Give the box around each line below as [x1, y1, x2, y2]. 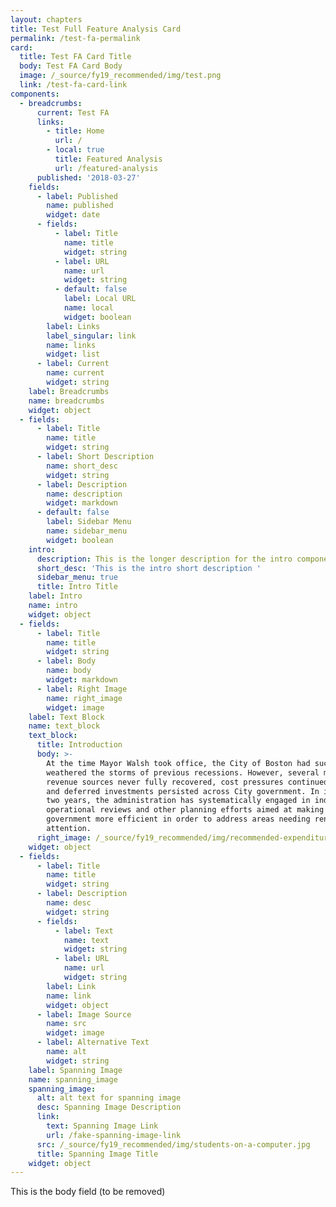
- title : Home [46, 126, 105, 136]
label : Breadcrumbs [28, 386, 110, 396]
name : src [46, 1019, 87, 1029]
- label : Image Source [36, 1009, 132, 1020]
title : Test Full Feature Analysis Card [10, 24, 182, 34]
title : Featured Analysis [54, 154, 163, 164]
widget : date [46, 210, 101, 220]
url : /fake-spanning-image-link [46, 1130, 182, 1140]
